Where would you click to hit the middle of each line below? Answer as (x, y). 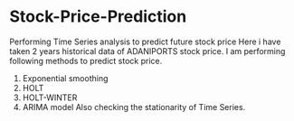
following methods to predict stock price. (86, 60)
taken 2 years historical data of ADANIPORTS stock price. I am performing (147, 51)
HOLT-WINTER (50, 98)
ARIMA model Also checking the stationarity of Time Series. (134, 107)
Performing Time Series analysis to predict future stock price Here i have (145, 42)
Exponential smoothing (65, 78)
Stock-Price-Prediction (98, 17)
